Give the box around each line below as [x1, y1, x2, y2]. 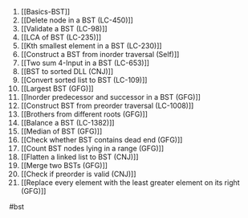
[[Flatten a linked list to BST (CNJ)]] [20, 152, 139, 162]
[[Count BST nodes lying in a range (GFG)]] [20, 144, 165, 153]
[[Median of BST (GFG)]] [20, 126, 103, 136]
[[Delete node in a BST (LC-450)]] [20, 15, 133, 25]
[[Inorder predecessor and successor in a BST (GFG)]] [20, 93, 201, 101]
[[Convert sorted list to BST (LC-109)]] [20, 76, 148, 84]
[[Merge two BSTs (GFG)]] [20, 161, 108, 170]
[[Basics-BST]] [20, 7, 71, 16]
